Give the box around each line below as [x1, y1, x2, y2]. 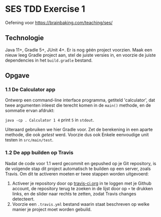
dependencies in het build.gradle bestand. [5, 57, 93, 63]
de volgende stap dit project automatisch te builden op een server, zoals [5, 166, 151, 171]
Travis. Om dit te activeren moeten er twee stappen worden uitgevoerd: [5, 170, 149, 177]
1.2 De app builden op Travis [5, 149, 73, 156]
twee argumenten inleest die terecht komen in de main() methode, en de [5, 102, 151, 108]
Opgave [5, 72, 30, 80]
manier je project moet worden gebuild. [12, 206, 92, 212]
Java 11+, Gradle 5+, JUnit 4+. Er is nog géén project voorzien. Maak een [5, 47, 153, 52]
